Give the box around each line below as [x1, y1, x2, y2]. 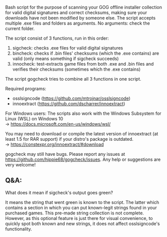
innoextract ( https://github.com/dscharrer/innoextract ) [12, 101, 125, 107]
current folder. [5, 26, 35, 32]
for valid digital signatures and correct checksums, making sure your [5, 10, 147, 16]
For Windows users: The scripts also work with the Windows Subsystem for [5, 110, 161, 116]
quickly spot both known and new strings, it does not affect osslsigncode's [5, 220, 160, 226]
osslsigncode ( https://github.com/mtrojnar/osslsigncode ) [12, 95, 131, 101]
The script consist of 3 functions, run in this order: [5, 35, 109, 41]
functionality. [5, 225, 33, 232]
